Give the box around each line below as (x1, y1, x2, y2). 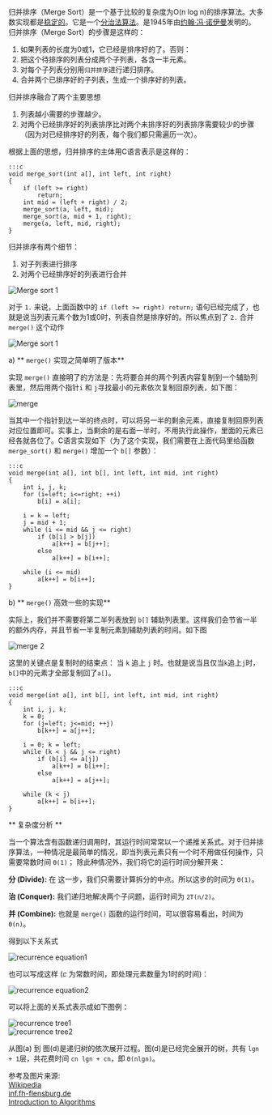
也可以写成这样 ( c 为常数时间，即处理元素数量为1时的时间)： (8, 969, 209, 978)
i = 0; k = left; (23, 741, 82, 749)
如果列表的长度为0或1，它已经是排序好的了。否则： (19, 45, 192, 54)
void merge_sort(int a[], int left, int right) (8, 170, 172, 178)
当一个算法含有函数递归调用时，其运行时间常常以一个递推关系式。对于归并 (8, 837, 257, 846)
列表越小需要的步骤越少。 (19, 109, 106, 119)
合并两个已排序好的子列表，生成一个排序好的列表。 (19, 75, 191, 84)
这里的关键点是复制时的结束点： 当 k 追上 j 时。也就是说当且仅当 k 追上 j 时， (8, 658, 261, 667)
